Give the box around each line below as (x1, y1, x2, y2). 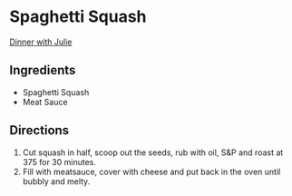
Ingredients (9, 63, 76, 78)
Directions (9, 122, 70, 138)
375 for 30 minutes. (22, 156, 97, 167)
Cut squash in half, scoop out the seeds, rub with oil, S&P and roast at (22, 147, 284, 158)
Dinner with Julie (9, 36, 73, 47)
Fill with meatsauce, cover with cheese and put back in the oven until (22, 166, 281, 177)
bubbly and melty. (22, 175, 91, 187)
